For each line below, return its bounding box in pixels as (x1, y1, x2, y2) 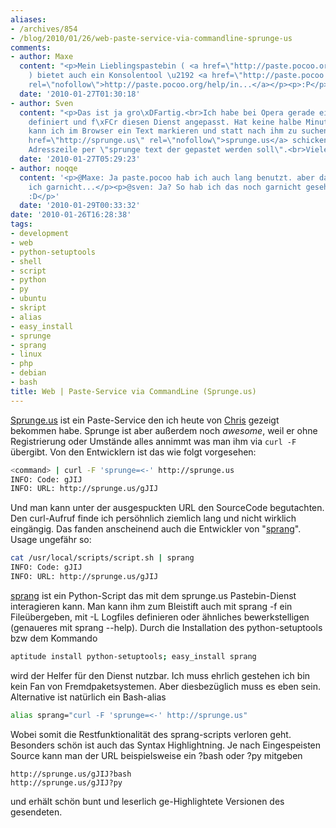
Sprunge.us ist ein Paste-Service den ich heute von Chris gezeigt (10, 414, 280, 426)
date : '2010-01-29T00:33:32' (19, 201, 141, 211)
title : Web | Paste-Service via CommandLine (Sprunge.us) (10, 386, 257, 396)
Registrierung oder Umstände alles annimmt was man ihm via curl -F (10, 435, 297, 447)
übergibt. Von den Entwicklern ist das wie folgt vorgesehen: (10, 446, 257, 458)
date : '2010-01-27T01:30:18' (19, 89, 141, 99)
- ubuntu (10, 294, 47, 304)
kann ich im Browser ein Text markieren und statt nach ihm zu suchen (28, 126, 329, 136)
